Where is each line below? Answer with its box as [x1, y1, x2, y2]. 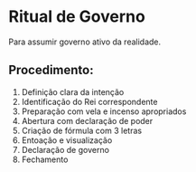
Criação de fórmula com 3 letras [21, 125, 142, 136]
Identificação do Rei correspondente [21, 96, 158, 107]
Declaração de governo [21, 144, 110, 155]
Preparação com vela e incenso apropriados [21, 106, 187, 117]
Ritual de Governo [8, 6, 145, 27]
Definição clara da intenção [21, 86, 125, 97]
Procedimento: [8, 62, 94, 78]
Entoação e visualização [21, 134, 113, 146]
